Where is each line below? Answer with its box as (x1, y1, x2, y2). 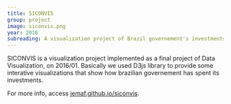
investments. (7, 76, 43, 84)
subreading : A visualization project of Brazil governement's (7, 36, 189, 42)
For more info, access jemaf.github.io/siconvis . (7, 90, 140, 98)
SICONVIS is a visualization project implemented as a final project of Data (7, 54, 215, 62)
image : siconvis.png (7, 23, 67, 29)
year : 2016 (7, 29, 38, 36)
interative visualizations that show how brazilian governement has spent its (7, 69, 220, 77)
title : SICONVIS (7, 10, 54, 17)
